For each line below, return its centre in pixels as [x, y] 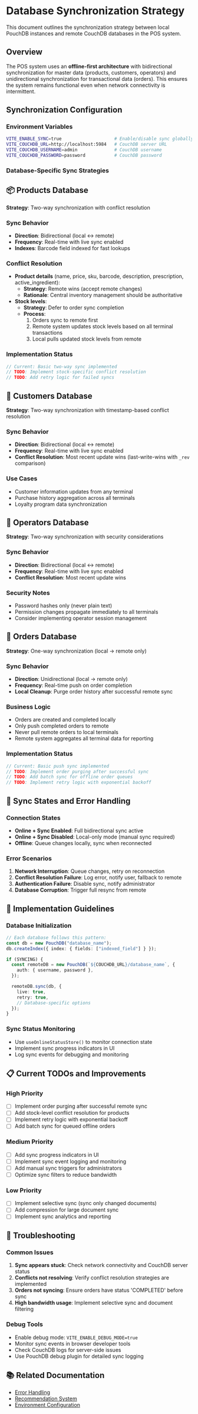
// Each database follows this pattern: [57, 937]
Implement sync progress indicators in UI [65, 1048]
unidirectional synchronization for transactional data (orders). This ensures [97, 78]
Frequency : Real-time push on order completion [73, 685]
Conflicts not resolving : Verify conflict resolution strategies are [92, 1278]
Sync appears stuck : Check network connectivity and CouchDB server [101, 1265]
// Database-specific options [54, 1003]
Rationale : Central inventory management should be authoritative [103, 295]
